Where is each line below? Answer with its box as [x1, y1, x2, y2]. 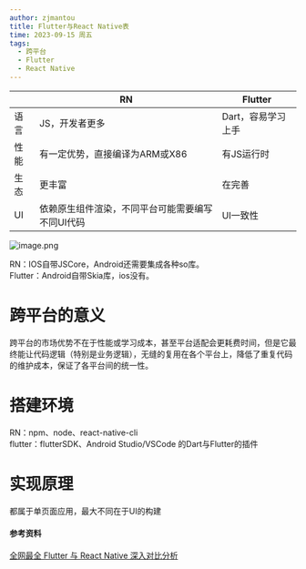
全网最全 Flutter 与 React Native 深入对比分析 [9, 550, 178, 561]
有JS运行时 [221, 147, 270, 160]
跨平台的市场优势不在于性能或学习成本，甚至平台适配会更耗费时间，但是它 [9, 337, 289, 348]
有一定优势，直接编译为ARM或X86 [39, 147, 188, 160]
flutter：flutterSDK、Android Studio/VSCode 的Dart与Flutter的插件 [9, 438, 259, 449]
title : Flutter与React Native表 [9, 22, 129, 31]
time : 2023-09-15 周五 [9, 30, 93, 39]
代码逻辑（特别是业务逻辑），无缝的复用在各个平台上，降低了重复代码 [33, 348, 293, 360]
